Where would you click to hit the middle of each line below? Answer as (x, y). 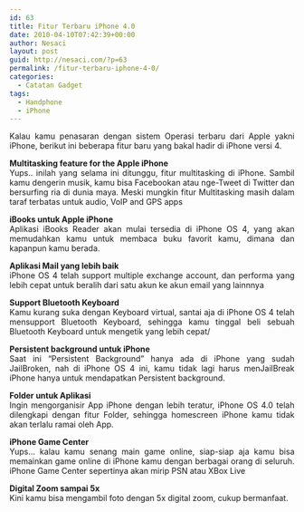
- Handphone (40, 102)
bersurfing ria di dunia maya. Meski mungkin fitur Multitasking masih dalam (152, 192)
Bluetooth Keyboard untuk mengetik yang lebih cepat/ (110, 332)
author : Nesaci (38, 43)
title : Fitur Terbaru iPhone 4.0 (72, 26)
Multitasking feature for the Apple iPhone (89, 163)
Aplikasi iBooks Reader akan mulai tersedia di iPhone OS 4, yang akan (152, 229)
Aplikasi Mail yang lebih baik (64, 266)
